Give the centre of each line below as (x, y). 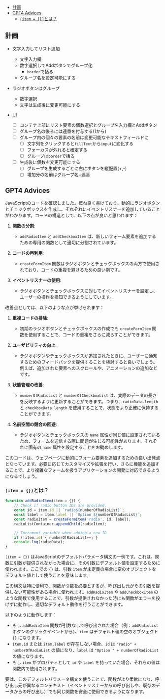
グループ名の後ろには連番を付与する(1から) (63, 131)
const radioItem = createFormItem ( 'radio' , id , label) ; (73, 519)
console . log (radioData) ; (39, 542)
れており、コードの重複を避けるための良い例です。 (71, 270)
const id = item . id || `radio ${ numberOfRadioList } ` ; (69, 510)
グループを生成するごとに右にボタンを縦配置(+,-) (77, 168)
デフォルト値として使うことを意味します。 (48, 575)
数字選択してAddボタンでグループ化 (56, 65)
